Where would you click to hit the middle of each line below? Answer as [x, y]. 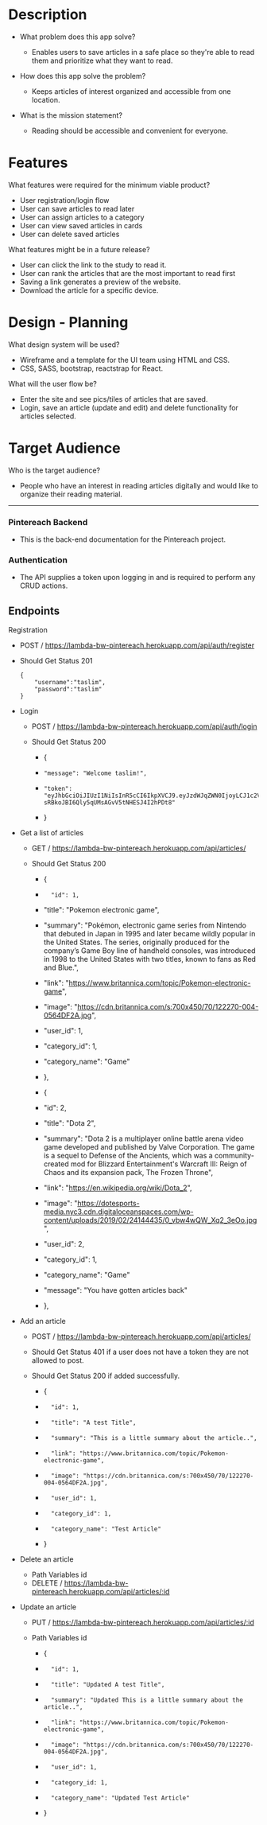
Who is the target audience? [54, 470]
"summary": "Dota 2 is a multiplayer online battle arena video [143, 1138]
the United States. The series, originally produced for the [137, 942]
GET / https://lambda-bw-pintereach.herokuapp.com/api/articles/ [139, 848]
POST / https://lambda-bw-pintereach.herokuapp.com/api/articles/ [141, 1337]
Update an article [48, 1607]
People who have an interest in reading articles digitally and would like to [139, 485]
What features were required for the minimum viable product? [109, 185]
